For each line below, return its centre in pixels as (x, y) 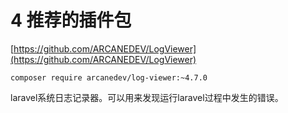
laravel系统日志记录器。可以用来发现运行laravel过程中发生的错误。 (147, 97)
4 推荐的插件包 (71, 20)
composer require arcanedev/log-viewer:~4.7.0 (109, 77)
